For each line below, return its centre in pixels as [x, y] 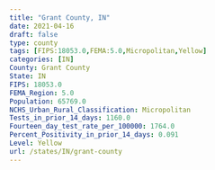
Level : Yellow [36, 143]
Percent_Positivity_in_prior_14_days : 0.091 [94, 135]
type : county [34, 43]
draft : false [34, 34]
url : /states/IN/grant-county [66, 151]
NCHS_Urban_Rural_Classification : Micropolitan [100, 110]
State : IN [28, 76]
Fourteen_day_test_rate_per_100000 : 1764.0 [92, 127]
